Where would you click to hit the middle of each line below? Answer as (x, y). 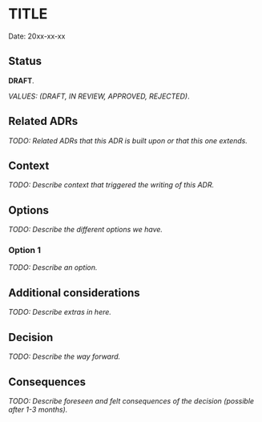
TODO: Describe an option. (53, 267)
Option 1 (25, 251)
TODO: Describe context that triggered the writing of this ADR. (111, 185)
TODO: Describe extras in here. (60, 312)
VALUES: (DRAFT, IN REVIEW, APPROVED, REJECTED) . (99, 96)
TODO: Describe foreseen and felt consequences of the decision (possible (131, 400)
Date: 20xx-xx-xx (37, 36)
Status (25, 61)
